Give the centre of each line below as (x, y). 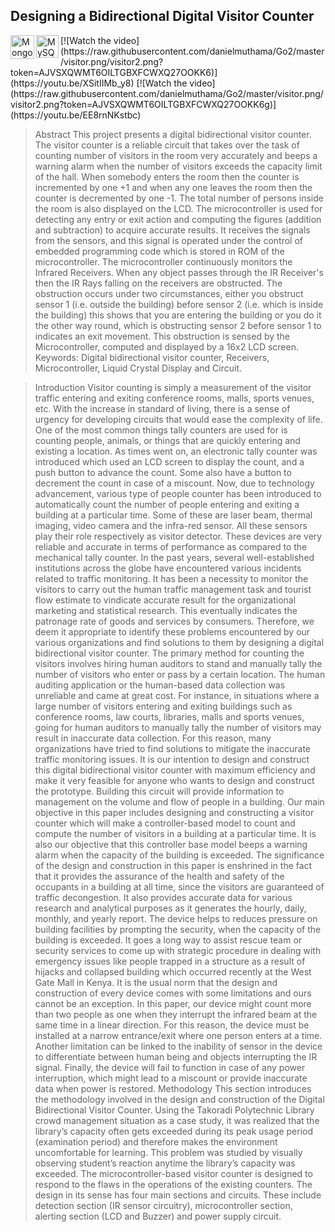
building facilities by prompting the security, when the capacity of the (178, 929)
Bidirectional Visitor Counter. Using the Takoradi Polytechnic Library (174, 1110)
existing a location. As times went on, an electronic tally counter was (176, 451)
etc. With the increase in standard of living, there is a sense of (162, 408)
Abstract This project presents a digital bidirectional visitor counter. (173, 134)
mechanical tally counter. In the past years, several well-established (174, 557)
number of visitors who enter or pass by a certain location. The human (180, 674)
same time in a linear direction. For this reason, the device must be (172, 1025)
